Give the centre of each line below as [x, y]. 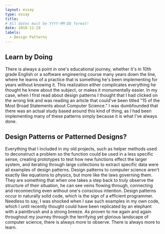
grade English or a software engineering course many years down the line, [81, 74]
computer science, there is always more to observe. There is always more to [82, 222]
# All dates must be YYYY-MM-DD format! [47, 23]
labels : [13, 33]
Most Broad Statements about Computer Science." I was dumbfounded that [82, 105]
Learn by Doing [29, 57]
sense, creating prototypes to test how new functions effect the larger [76, 159]
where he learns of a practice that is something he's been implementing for [81, 79]
